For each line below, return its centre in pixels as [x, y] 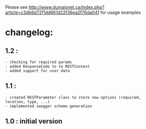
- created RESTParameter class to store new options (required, [73, 97]
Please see [16, 7]
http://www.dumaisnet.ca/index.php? [67, 7]
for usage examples [120, 12]
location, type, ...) [28, 102]
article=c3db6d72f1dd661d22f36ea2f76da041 [52, 12]
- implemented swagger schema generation [49, 106]
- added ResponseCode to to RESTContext [48, 66]
